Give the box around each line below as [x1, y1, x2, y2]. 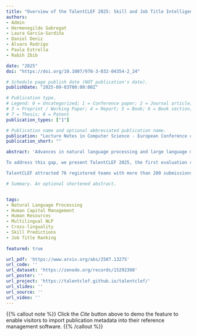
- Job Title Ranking [6, 234, 57, 241]
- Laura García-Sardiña [6, 31, 64, 36]
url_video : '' [6, 294, 41, 300]
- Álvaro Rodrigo [6, 42, 49, 48]
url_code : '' [6, 262, 38, 268]
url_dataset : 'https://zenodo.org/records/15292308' [6, 267, 138, 273]
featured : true [6, 246, 43, 251]
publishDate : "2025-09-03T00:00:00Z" [6, 85, 98, 90]
